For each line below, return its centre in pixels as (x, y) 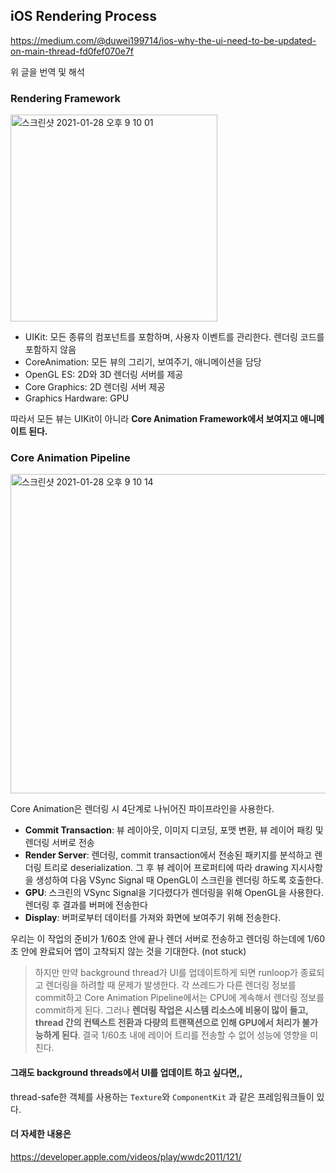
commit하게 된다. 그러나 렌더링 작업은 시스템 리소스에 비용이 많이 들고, (171, 1010)
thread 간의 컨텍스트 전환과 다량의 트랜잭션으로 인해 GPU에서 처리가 (167, 1023)
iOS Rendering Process (84, 16)
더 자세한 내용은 (41, 1134)
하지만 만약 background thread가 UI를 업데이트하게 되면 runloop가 (166, 973)
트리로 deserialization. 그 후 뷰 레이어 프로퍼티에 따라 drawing (166, 868)
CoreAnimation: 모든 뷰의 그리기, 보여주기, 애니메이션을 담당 (143, 362)
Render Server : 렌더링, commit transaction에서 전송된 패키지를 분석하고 (168, 855)
